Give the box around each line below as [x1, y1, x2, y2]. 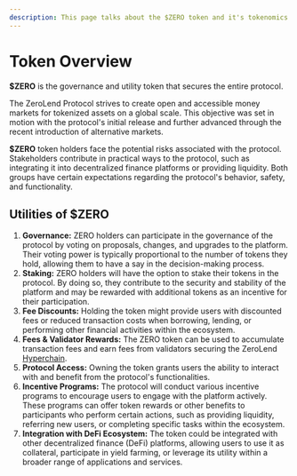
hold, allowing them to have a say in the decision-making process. [21, 258, 265, 269]
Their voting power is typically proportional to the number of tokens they [21, 250, 288, 260]
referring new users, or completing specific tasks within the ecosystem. [21, 419, 285, 430]
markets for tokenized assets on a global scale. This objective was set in [9, 107, 275, 118]
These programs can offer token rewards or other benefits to [21, 401, 245, 411]
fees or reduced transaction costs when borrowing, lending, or [21, 315, 252, 326]
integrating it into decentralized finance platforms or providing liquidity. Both [9, 162, 289, 173]
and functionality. [9, 181, 73, 192]
